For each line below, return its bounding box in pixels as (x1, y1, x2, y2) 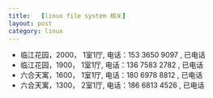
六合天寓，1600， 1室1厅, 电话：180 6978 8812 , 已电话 (19, 70, 203, 80)
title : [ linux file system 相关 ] (8, 11, 126, 20)
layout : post (8, 19, 53, 28)
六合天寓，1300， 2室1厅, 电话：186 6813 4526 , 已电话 (19, 80, 205, 90)
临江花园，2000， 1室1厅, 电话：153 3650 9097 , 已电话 (19, 50, 206, 60)
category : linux (8, 27, 63, 35)
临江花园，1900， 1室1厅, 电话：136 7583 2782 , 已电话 (19, 60, 204, 70)
